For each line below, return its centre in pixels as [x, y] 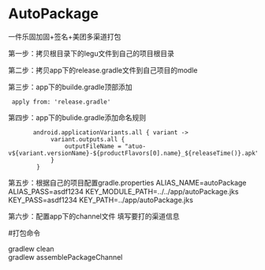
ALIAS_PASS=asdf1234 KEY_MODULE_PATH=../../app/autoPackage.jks [123, 191]
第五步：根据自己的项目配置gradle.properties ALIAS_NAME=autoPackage [127, 182]
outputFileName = [93, 146]
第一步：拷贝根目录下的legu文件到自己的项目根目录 [91, 53]
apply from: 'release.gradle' [61, 102]
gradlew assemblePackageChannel [65, 257]
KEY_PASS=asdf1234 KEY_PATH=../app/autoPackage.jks [101, 200]
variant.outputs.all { [88, 139]
